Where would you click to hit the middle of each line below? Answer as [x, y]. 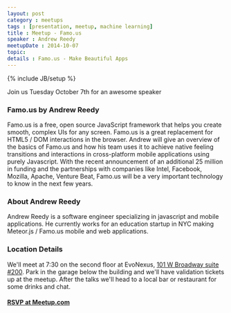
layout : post [26, 14]
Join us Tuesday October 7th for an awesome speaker [84, 91]
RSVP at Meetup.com [39, 303]
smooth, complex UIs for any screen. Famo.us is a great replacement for [110, 132]
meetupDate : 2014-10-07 [43, 46]
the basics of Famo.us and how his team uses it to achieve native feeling [110, 147]
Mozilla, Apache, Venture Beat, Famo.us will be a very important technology [115, 177]
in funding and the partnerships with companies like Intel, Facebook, [105, 169]
